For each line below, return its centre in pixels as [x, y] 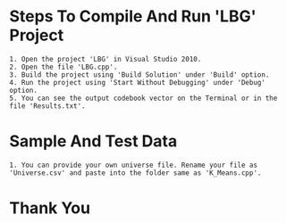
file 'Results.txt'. [48, 106]
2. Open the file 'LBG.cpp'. [63, 67]
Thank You [50, 208]
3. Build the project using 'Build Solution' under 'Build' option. [139, 74]
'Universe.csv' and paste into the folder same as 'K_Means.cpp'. [135, 173]
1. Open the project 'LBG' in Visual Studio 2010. [105, 59]
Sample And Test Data [93, 141]
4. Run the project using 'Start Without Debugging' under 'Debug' [138, 82]
